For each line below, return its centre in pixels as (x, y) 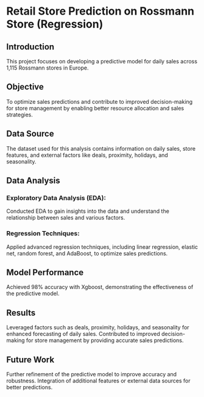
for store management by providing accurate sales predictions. (105, 340)
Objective (25, 87)
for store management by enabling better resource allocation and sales (95, 108)
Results (21, 313)
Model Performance (45, 272)
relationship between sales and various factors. (66, 218)
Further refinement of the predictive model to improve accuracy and (92, 374)
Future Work (30, 359)
